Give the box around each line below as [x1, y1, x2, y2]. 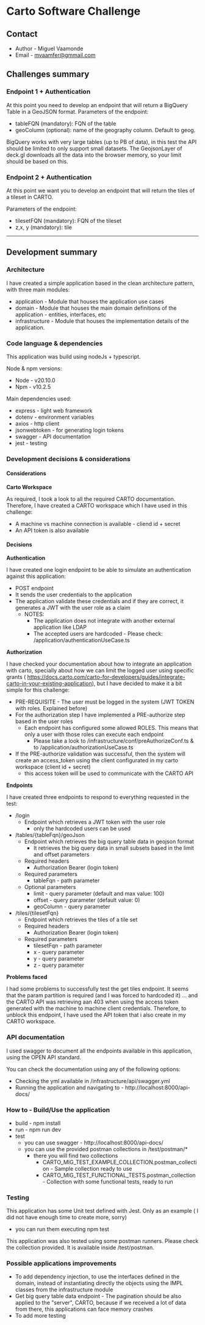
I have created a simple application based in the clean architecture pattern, [6, 279, 195, 287]
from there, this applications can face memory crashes [15, 1305, 153, 1313]
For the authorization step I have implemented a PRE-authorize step [15, 711, 185, 719]
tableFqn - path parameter [33, 877, 100, 884]
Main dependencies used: [6, 395, 72, 402]
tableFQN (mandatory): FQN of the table [15, 119, 117, 127]
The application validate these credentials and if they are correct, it [15, 598, 184, 605]
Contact [6, 29, 38, 39]
